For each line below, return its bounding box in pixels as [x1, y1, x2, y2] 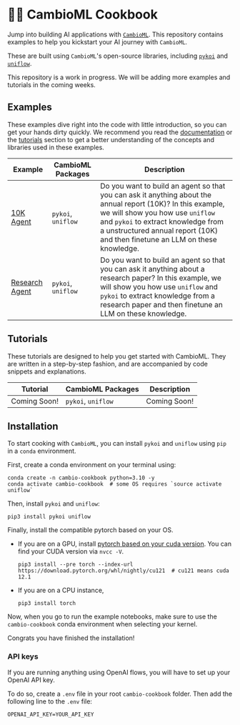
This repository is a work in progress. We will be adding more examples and [7, 73, 231, 81]
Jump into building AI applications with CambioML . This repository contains [7, 30, 224, 39]
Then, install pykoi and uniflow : [7, 499, 100, 508]
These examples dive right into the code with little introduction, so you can [7, 120, 227, 129]
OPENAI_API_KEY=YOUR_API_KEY [7, 711, 94, 718]
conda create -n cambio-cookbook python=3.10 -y [7, 474, 155, 481]
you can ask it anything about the [99, 189, 212, 199]
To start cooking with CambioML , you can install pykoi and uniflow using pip [7, 439, 227, 448]
